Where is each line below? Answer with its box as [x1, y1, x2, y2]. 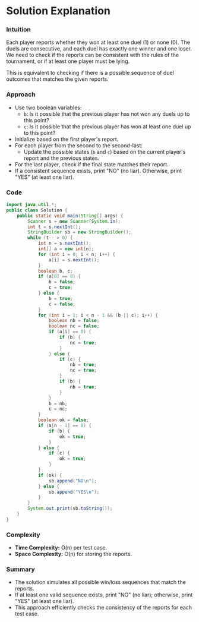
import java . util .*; [6, 202, 58, 208]
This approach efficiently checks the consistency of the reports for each [14, 604, 192, 611]
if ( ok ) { [37, 472, 62, 478]
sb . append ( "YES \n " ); [48, 489, 100, 495]
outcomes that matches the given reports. [6, 75, 109, 83]
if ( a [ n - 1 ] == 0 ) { [37, 423, 92, 429]
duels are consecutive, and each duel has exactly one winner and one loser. [6, 45, 192, 52]
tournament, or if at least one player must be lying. [6, 58, 130, 65]
